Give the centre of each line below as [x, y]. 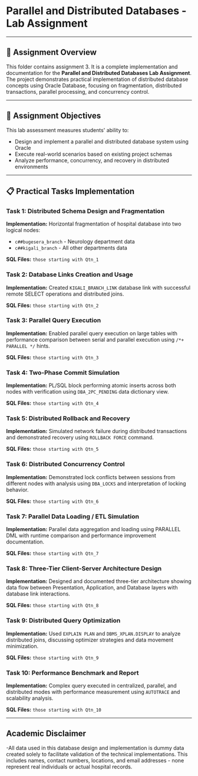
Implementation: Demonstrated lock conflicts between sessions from [91, 477]
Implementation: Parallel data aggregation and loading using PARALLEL [93, 529]
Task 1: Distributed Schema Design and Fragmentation [85, 211]
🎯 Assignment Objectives [54, 116]
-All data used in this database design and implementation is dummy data [95, 748]
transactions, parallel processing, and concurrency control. [78, 91]
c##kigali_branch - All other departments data [71, 248]
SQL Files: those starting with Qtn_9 [52, 657]
